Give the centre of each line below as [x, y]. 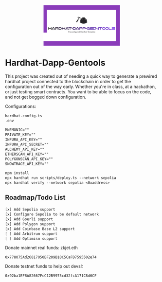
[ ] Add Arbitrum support [31, 234]
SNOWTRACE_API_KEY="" [27, 164]
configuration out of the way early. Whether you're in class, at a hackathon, [81, 87]
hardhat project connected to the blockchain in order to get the [68, 81]
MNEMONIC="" [17, 130]
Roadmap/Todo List [35, 198]
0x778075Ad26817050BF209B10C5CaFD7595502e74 [51, 257]
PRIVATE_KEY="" [20, 135]
